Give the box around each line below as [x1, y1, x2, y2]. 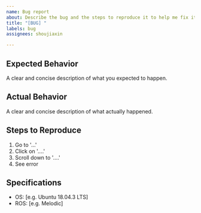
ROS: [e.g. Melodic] [14, 200, 63, 207]
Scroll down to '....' [14, 154, 61, 161]
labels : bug [6, 25, 36, 32]
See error [14, 160, 39, 167]
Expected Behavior [6, 58, 79, 69]
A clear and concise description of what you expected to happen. [6, 74, 167, 82]
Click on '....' [14, 148, 45, 155]
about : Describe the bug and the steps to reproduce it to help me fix [6, 14, 188, 20]
